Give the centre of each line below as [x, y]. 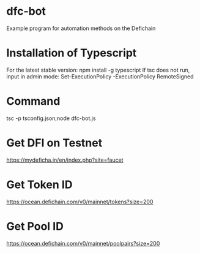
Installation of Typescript [72, 53]
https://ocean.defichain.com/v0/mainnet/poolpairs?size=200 [83, 243]
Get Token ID [39, 184]
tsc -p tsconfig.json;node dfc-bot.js [51, 118]
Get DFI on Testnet [54, 143]
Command [33, 101]
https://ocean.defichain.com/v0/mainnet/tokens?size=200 [80, 202]
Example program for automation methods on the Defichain [81, 28]
